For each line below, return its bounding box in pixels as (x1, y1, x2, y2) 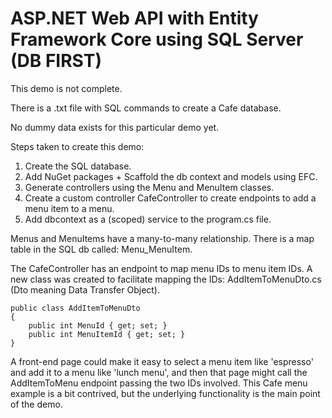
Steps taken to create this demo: (10, 140, 145, 152)
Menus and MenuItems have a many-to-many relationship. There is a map (10, 232, 315, 244)
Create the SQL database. (24, 160, 132, 172)
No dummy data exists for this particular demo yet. (10, 121, 220, 133)
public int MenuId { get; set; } (28, 320, 168, 331)
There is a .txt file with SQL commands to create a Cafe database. (10, 102, 282, 114)
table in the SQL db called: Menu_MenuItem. (10, 243, 193, 255)
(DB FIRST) (10, 50, 102, 72)
